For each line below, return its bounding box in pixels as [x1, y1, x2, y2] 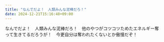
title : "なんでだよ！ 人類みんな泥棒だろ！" [5, 7, 87, 12]
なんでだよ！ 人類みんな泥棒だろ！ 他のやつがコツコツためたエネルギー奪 [5, 25, 159, 31]
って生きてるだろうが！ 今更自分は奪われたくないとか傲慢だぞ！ [5, 31, 138, 37]
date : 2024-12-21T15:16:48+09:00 [5, 12, 73, 16]
